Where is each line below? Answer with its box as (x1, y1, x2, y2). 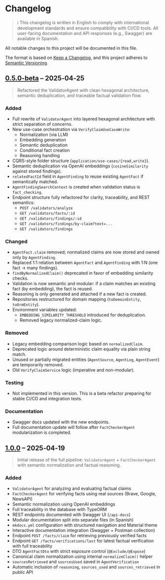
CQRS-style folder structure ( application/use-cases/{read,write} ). (12, 158, 150, 164)
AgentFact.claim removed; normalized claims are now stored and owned (12, 249, 160, 255)
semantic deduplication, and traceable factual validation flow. (17, 92, 142, 98)
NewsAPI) (12, 496, 33, 502)
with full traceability (12, 543, 53, 549)
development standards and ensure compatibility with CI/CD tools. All (17, 25, 159, 31)
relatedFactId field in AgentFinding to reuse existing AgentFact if (12, 173, 144, 180)
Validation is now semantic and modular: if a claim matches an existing (12, 281, 156, 287)
